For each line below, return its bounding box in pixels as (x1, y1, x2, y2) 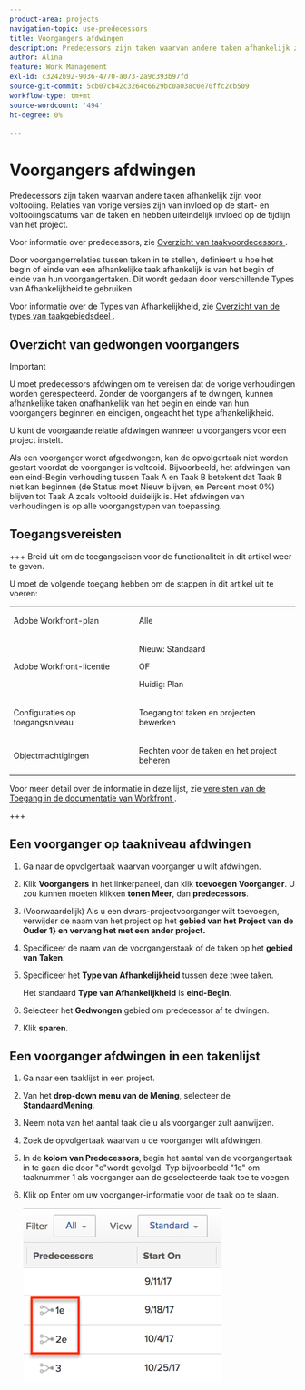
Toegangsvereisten (9, 527, 123, 542)
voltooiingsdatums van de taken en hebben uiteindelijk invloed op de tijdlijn (9, 210, 290, 221)
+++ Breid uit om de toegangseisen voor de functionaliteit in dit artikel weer (9, 550, 292, 562)
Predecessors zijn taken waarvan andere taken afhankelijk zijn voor (9, 191, 261, 202)
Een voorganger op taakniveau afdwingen (9, 836, 251, 853)
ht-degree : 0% (9, 110, 64, 120)
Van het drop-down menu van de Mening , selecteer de (22, 1090, 231, 1101)
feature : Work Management (9, 63, 107, 72)
